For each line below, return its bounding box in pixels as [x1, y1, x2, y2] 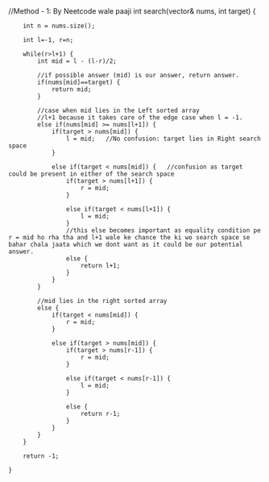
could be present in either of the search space [8, 170, 175, 178]
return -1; [23, 452, 60, 460]
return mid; [51, 85, 92, 93]
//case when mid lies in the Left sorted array [37, 106, 200, 114]
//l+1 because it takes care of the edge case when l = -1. [37, 114, 243, 122]
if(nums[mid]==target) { [37, 78, 121, 86]
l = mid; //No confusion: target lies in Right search [65, 135, 262, 143]
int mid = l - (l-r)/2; [37, 57, 117, 65]
